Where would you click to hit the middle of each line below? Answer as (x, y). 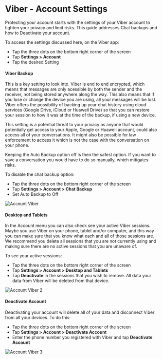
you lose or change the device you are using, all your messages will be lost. (81, 100)
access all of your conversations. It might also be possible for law (71, 135)
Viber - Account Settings (56, 9)
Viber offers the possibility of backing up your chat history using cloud (76, 105)
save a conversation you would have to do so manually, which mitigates (77, 160)
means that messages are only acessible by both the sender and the (73, 89)
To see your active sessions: (34, 256)
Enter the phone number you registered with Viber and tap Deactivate (82, 337)
